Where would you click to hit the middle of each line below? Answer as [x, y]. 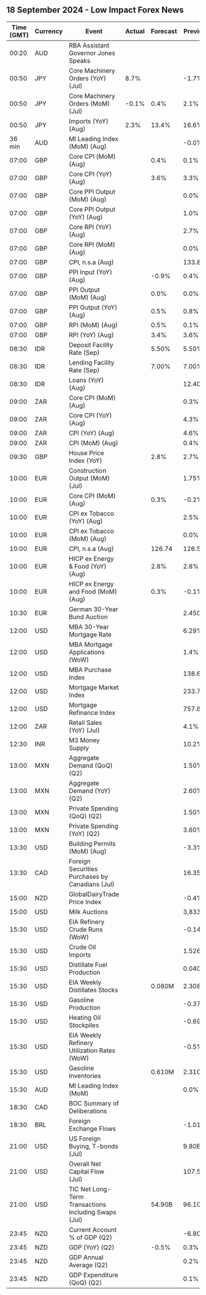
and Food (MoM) [93, 591]
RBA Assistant [89, 45]
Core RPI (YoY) [90, 227]
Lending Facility [91, 362]
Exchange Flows [92, 1128]
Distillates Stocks [93, 990]
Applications [87, 652]
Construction [87, 470]
